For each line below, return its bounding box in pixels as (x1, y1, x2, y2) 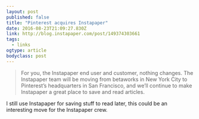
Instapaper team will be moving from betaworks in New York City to (20, 76, 188, 83)
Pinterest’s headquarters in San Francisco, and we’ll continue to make (20, 82, 192, 89)
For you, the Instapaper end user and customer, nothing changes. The (20, 69, 194, 76)
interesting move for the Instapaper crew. (6, 106, 108, 113)
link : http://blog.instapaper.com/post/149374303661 (6, 31, 140, 37)
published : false (6, 14, 50, 20)
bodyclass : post (6, 53, 47, 59)
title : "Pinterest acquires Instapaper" (6, 20, 109, 26)
